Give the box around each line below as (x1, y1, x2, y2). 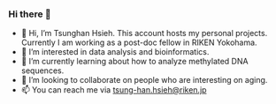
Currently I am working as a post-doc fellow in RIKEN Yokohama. (20, 37, 257, 48)
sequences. (20, 65, 65, 76)
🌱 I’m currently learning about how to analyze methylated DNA (20, 56, 249, 67)
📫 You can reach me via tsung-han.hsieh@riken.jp (20, 85, 207, 95)
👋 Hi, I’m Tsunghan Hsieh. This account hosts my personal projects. (20, 28, 268, 39)
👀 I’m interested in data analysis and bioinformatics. (20, 47, 210, 57)
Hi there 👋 (8, 8, 52, 20)
